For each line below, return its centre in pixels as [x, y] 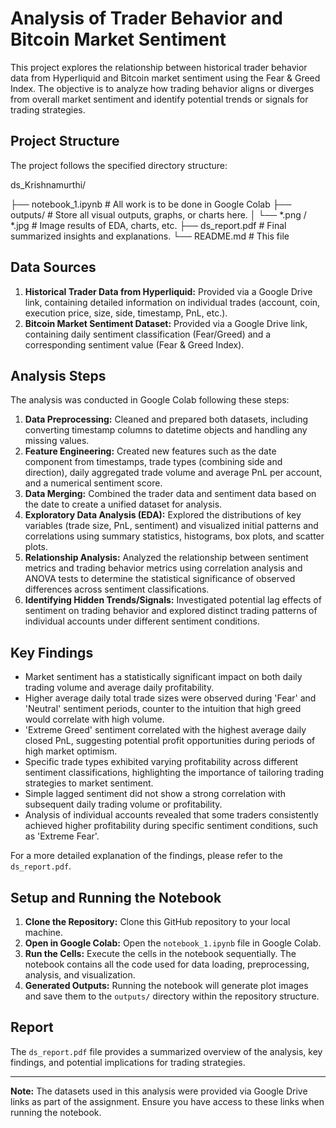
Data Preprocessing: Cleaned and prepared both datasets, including [166, 419]
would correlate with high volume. [94, 719]
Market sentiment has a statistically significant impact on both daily [163, 677]
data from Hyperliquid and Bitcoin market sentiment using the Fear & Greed [165, 78]
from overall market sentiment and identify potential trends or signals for [159, 99]
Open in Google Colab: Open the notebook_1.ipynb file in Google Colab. [173, 943]
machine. [44, 932]
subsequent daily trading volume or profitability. [123, 804]
